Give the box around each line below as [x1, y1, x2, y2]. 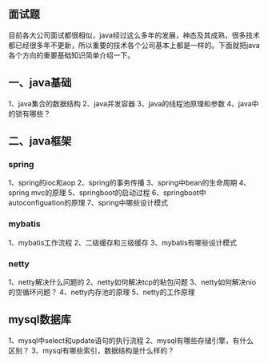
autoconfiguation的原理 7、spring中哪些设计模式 [8, 198, 169, 208]
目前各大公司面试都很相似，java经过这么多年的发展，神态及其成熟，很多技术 [8, 30, 260, 40]
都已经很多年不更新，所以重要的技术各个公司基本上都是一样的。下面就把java [8, 40, 260, 50]
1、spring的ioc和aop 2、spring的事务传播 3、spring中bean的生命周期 [8, 178, 238, 188]
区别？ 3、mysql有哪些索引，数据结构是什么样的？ [8, 345, 174, 355]
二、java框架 [8, 134, 72, 148]
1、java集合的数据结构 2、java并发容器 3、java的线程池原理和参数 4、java [8, 98, 252, 108]
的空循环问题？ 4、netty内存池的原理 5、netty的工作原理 [8, 287, 195, 297]
